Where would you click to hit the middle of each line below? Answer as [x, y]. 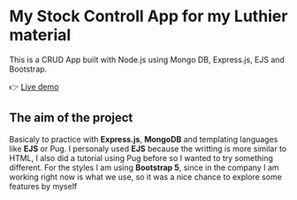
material [40, 35]
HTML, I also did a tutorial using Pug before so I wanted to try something [141, 158]
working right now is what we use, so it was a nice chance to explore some [146, 177]
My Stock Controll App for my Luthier [148, 16]
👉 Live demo [34, 87]
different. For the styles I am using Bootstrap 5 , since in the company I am [145, 167]
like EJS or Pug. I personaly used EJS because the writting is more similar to [148, 149]
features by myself [43, 186]
